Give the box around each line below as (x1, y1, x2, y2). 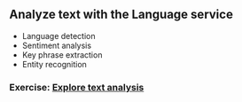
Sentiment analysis (21, 40, 91, 51)
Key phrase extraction (21, 49, 103, 60)
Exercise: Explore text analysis (9, 81, 144, 93)
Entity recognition (21, 59, 87, 69)
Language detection (21, 30, 96, 41)
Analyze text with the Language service (9, 7, 233, 22)
